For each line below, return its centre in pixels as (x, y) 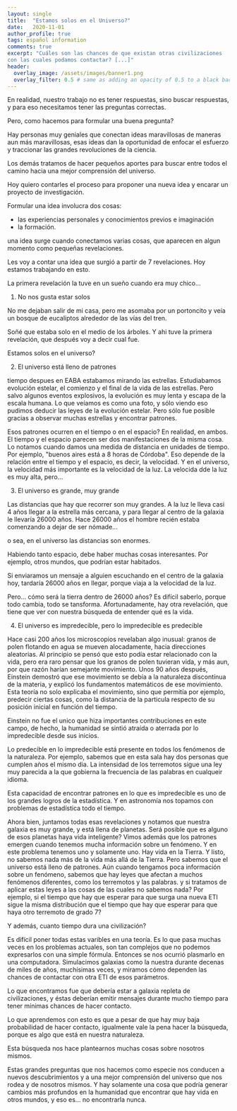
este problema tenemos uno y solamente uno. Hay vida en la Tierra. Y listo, (116, 852)
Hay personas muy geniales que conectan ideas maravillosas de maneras (114, 134)
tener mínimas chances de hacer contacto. (69, 1006)
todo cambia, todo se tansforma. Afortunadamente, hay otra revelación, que (117, 604)
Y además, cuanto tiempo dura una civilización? (77, 926)
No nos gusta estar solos (54, 297)
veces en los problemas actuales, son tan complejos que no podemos (109, 947)
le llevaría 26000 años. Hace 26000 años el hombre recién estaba (103, 519)
